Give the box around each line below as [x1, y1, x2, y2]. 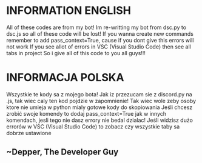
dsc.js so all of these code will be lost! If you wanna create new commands [6, 30, 194, 37]
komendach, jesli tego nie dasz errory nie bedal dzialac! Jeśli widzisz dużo [6, 116, 193, 124]
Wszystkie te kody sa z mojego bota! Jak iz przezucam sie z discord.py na [6, 90, 192, 98]
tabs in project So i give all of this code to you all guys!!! [6, 49, 146, 56]
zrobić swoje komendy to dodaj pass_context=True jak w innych [6, 110, 167, 117]
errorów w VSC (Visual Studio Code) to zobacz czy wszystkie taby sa [6, 122, 180, 130]
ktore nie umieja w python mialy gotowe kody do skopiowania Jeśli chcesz [6, 104, 193, 111]
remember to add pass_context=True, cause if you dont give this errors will [6, 36, 194, 44]
